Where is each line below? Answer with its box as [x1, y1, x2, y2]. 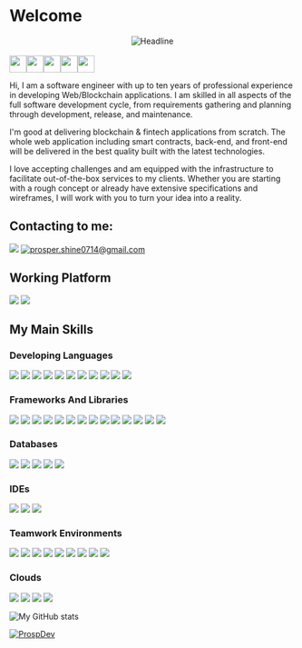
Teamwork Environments [9, 527, 122, 540]
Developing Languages [9, 349, 113, 362]
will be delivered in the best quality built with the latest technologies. [9, 145, 266, 156]
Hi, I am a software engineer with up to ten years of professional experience [9, 79, 293, 91]
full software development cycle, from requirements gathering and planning [9, 99, 292, 110]
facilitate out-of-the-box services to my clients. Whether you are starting [9, 173, 281, 184]
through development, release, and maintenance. [9, 108, 193, 119]
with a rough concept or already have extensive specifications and [9, 183, 258, 194]
